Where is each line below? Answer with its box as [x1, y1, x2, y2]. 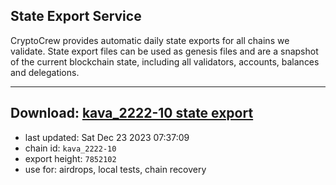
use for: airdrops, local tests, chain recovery [24, 163, 207, 175]
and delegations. [10, 66, 80, 78]
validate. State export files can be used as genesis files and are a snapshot [10, 45, 319, 57]
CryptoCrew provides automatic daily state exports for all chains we [10, 34, 290, 46]
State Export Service [10, 8, 142, 25]
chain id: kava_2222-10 [24, 142, 117, 154]
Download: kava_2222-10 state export [10, 105, 254, 122]
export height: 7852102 [24, 152, 117, 164]
